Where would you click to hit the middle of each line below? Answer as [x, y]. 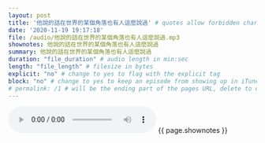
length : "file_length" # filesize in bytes [81, 67]
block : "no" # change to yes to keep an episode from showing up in [123, 81]
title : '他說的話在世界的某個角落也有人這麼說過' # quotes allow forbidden [124, 23]
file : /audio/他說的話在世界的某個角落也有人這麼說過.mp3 [94, 37]
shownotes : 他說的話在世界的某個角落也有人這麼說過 [84, 45]
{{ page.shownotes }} [192, 130]
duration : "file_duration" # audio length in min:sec [99, 60]
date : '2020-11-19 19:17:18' [56, 30]
